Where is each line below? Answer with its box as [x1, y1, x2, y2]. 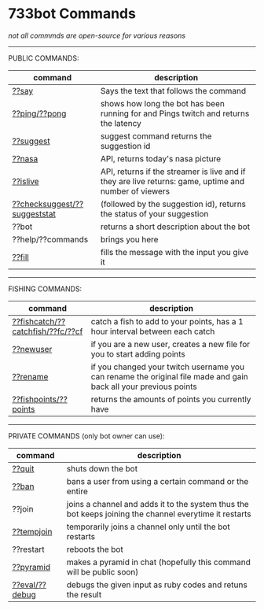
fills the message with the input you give [100, 246, 249, 257]
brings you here [100, 234, 159, 245]
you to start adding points [90, 348, 186, 359]
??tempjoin [12, 526, 53, 537]
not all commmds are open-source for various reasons [8, 31, 186, 40]
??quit [12, 463, 35, 474]
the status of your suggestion [100, 208, 209, 219]
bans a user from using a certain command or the [66, 475, 249, 486]
